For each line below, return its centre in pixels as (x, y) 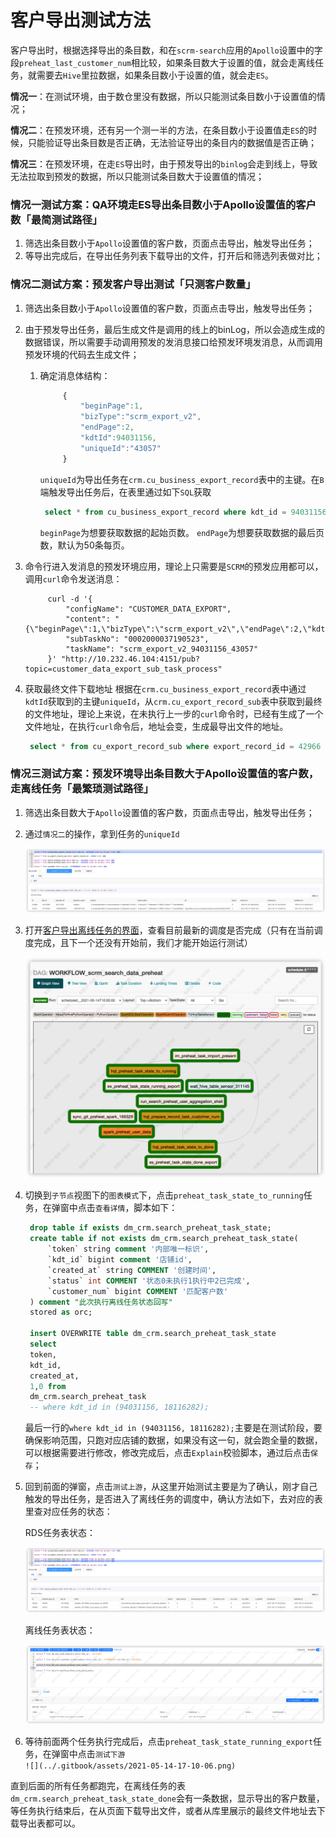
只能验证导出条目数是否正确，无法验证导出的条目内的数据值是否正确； (172, 142)
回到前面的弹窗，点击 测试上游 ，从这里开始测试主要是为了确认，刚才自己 (171, 1487)
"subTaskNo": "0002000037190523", (137, 639)
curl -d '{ (70, 599)
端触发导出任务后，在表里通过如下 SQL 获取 (125, 492)
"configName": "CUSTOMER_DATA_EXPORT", (148, 609)
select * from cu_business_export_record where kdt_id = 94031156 (185, 512)
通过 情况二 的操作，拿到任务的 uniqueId (102, 833)
